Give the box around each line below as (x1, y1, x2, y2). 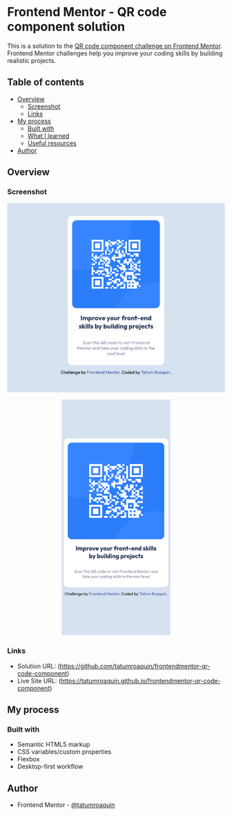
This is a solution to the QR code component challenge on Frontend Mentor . (7, 41, 222, 50)
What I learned (27, 131, 70, 140)
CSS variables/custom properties (17, 748, 112, 756)
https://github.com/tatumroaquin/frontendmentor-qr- (59, 662, 211, 670)
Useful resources (27, 139, 77, 147)
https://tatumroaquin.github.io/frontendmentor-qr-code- (61, 676, 221, 685)
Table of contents (7, 77, 84, 89)
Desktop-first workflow (17, 762, 84, 771)
